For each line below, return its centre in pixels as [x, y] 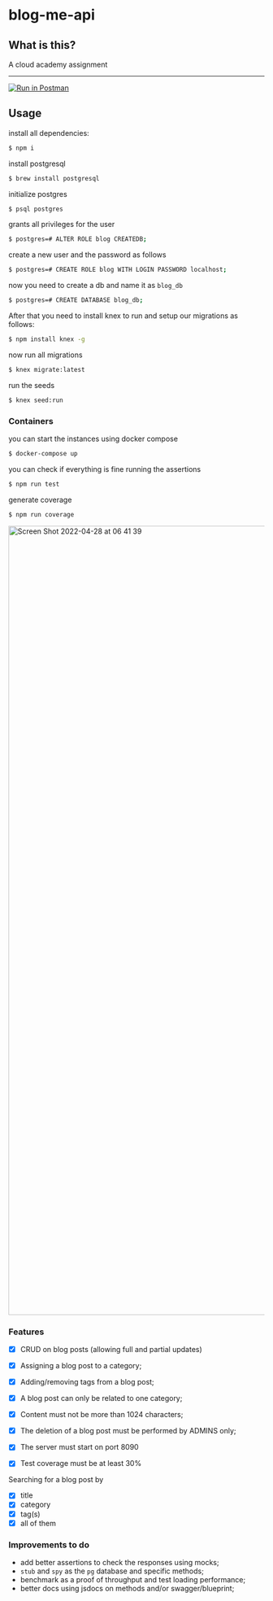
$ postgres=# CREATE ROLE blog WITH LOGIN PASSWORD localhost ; [118, 270]
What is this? [42, 45]
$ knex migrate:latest [47, 369]
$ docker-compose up [43, 453]
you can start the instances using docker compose [93, 438]
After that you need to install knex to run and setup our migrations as [123, 316]
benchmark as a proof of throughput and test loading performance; [133, 1579]
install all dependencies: [49, 133]
